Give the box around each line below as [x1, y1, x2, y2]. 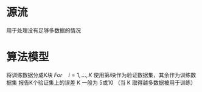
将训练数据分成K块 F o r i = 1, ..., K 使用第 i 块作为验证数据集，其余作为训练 [6, 71, 191, 79]
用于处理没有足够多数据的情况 [6, 27, 81, 34]
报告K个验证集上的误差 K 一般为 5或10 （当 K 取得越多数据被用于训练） [18, 79, 197, 86]
